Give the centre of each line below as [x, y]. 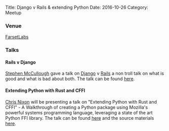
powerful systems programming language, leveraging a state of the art [79, 112]
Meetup [13, 13]
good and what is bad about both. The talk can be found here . [70, 79]
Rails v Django [21, 62]
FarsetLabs [17, 37]
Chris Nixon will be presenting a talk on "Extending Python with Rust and [81, 102]
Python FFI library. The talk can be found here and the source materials [80, 118]
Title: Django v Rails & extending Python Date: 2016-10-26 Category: [77, 7]
